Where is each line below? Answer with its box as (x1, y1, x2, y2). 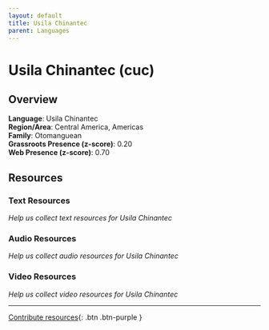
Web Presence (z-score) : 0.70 (8, 148, 110, 157)
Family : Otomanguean (8, 131, 82, 141)
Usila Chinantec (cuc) (8, 61, 155, 79)
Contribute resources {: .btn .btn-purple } (8, 312, 143, 322)
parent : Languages (8, 26, 70, 34)
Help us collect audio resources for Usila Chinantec (8, 251, 179, 260)
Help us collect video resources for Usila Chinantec (8, 289, 179, 299)
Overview (8, 93, 58, 106)
